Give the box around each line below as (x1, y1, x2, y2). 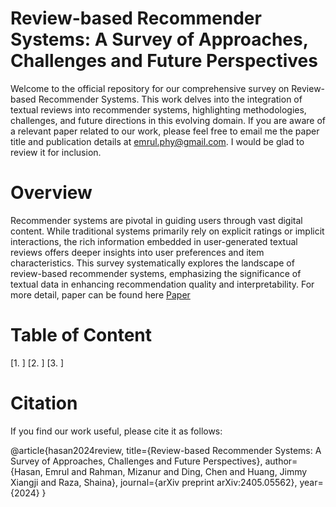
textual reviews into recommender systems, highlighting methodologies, (10, 103, 307, 116)
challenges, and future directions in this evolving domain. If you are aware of (10, 114, 326, 126)
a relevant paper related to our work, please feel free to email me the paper (10, 125, 320, 137)
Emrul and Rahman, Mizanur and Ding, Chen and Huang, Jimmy (44, 465, 308, 477)
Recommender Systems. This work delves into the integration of (38, 93, 303, 105)
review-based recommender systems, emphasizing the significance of (10, 267, 302, 279)
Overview (10, 182, 93, 204)
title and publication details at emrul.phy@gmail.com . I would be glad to (10, 135, 305, 147)
